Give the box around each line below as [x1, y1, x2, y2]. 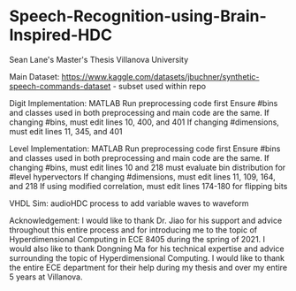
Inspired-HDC [9, 25, 113, 45]
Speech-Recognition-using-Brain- [9, 6, 267, 27]
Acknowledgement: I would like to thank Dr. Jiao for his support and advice [9, 215, 283, 226]
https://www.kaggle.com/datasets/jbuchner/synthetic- [61, 71, 260, 81]
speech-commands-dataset [9, 80, 111, 91]
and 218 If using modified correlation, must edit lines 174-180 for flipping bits [9, 180, 288, 191]
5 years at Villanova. [9, 272, 83, 282]
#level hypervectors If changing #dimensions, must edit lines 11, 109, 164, [9, 171, 276, 182]
